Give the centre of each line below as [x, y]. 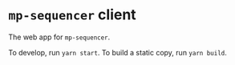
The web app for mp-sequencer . [59, 37]
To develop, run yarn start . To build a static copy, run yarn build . [118, 52]
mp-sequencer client [72, 15]
